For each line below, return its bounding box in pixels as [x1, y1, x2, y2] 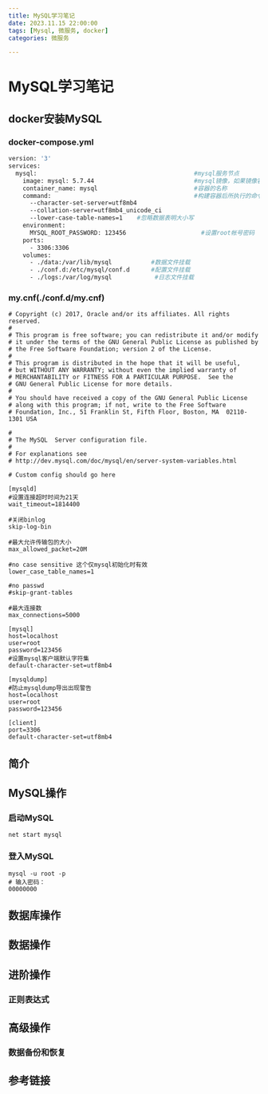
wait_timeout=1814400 [8, 501, 81, 509]
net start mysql [8, 831, 62, 839]
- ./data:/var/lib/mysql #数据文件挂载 [29, 259, 191, 267]
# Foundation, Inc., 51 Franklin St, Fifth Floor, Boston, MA [8, 408, 219, 416]
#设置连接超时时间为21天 [8, 493, 79, 501]
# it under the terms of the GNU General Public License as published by [8, 339, 259, 347]
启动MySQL [8, 812, 54, 823]
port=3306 [8, 726, 41, 735]
